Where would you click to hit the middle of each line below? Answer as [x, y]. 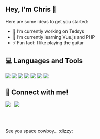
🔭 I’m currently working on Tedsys [48, 31]
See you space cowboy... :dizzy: [39, 131]
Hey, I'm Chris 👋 [31, 9]
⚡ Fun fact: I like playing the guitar [48, 42]
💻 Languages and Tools [44, 61]
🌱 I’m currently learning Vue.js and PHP [54, 37]
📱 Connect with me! [37, 93]
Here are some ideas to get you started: [47, 21]
